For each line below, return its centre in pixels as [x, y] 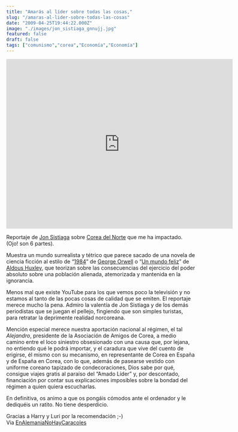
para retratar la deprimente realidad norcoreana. [66, 318]
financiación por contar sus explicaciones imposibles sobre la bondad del [97, 380]
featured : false [26, 34]
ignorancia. [20, 280]
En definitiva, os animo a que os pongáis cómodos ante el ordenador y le [96, 398]
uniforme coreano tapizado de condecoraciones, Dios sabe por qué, [91, 367]
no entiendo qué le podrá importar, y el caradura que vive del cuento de [95, 348]
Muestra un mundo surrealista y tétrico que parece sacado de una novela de [101, 255]
